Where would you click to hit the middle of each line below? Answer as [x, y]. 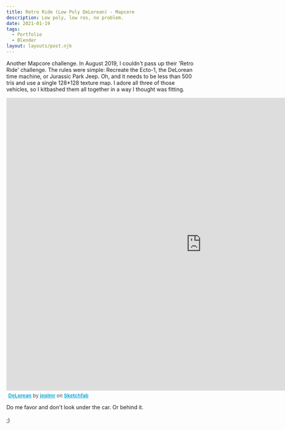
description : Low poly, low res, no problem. [65, 18]
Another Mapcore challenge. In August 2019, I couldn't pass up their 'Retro [100, 63]
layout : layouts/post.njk [39, 46]
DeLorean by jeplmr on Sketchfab [48, 395]
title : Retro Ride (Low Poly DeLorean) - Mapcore [71, 12]
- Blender [24, 40]
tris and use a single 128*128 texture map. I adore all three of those [91, 82]
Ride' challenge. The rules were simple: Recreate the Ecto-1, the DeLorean [100, 70]
